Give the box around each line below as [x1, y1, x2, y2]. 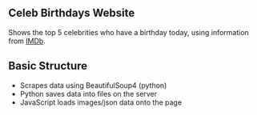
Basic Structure [8, 59, 88, 73]
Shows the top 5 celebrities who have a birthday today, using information [8, 27, 250, 37]
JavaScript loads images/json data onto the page [19, 97, 183, 107]
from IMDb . [8, 36, 46, 46]
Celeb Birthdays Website [8, 6, 135, 20]
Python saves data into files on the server [19, 89, 158, 98]
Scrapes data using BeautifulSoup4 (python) [19, 80, 167, 90]
